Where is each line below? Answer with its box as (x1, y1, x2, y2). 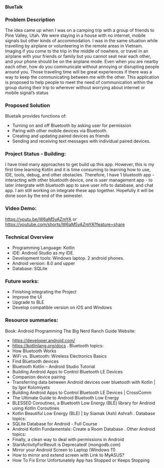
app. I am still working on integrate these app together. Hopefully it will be (5, 188, 154, 194)
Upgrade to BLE (12, 299, 45, 305)
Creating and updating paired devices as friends (12, 133, 110, 139)
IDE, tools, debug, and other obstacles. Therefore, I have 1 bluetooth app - (5, 172, 155, 178)
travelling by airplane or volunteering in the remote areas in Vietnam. (5, 43, 143, 49)
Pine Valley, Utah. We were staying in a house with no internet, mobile (5, 32, 146, 38)
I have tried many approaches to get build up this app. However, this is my (5, 162, 155, 168)
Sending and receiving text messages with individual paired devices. (12, 138, 151, 144)
